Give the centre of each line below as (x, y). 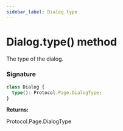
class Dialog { (26, 87)
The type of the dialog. (35, 59)
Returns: (18, 110)
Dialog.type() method (62, 42)
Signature (21, 75)
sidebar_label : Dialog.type (42, 12)
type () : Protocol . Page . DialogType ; (57, 92)
